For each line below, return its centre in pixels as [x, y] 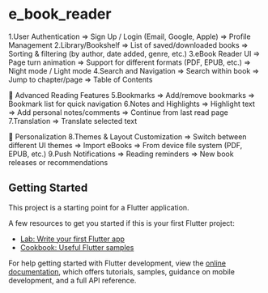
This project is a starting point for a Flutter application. [99, 207]
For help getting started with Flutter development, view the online [117, 263]
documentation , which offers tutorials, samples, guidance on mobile [121, 271]
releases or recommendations [58, 162]
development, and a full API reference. [72, 280]
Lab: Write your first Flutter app [72, 239]
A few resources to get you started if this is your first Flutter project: [121, 223]
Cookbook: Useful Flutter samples [77, 247]
